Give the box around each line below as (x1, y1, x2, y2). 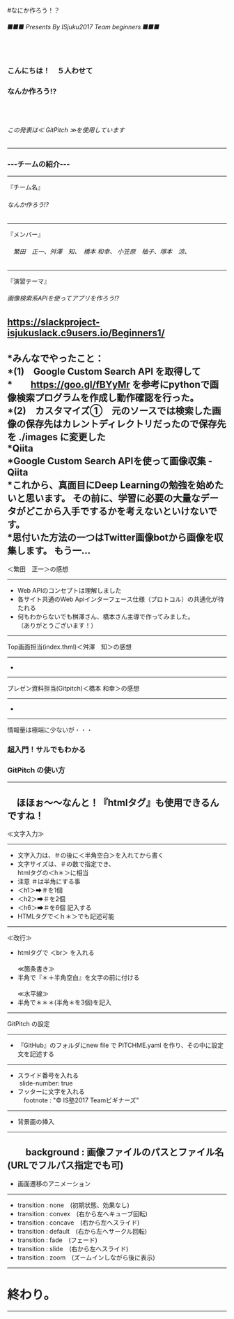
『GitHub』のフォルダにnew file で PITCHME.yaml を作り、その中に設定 (17, 1041, 224, 1049)
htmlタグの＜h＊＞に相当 (17, 868, 89, 877)
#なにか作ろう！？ (7, 6, 61, 14)
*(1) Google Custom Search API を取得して (7, 366, 201, 377)
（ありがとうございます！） (17, 621, 97, 629)
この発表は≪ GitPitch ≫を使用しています (7, 125, 125, 134)
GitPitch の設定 (7, 1019, 50, 1028)
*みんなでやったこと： (7, 352, 104, 365)
